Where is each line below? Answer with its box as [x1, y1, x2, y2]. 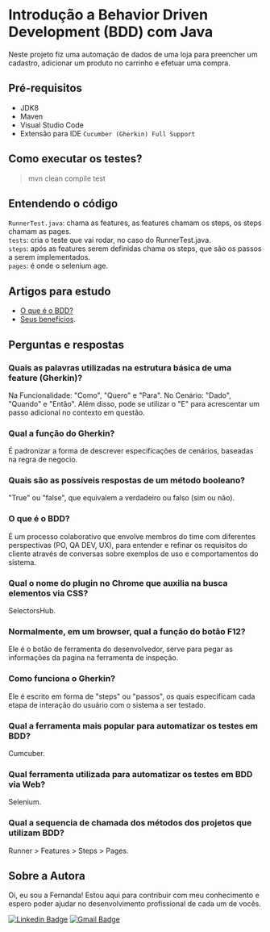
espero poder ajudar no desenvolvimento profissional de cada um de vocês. [8, 899, 262, 909]
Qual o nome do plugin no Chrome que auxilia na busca [8, 577, 228, 588]
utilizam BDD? [8, 827, 64, 838]
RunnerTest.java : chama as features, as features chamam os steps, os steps [8, 218, 262, 228]
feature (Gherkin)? [8, 372, 83, 383]
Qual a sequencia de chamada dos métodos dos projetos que [8, 817, 252, 829]
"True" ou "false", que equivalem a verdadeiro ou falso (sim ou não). [8, 493, 235, 503]
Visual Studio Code [19, 119, 85, 130]
